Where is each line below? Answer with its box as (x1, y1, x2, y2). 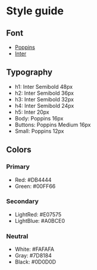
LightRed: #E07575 (14, 210, 62, 218)
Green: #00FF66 (14, 182, 56, 190)
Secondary (6, 197, 39, 206)
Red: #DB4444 (14, 176, 52, 183)
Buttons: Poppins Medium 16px (14, 121, 91, 128)
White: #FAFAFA (14, 246, 55, 253)
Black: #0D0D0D (14, 258, 57, 266)
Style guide (6, 4, 64, 18)
